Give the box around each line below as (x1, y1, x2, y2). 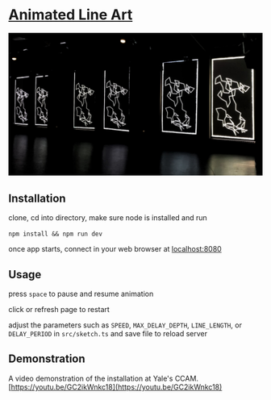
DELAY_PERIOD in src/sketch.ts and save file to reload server (8, 329, 208, 339)
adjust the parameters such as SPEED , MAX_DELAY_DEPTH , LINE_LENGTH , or (8, 320, 242, 330)
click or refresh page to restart (8, 305, 110, 315)
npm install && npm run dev (8, 230, 103, 239)
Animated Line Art (8, 6, 133, 24)
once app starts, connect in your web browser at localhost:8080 (8, 244, 222, 254)
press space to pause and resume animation (8, 289, 154, 299)
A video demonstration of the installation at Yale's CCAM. (8, 373, 199, 383)
